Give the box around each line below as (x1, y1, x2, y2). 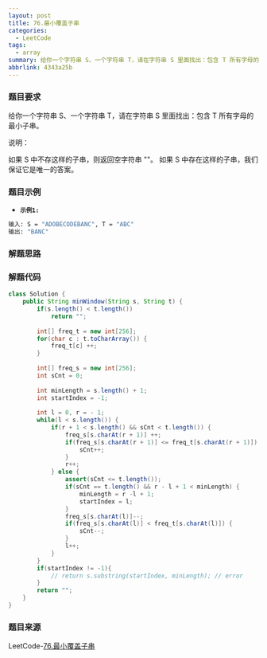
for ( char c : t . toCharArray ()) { (37, 335, 148, 343)
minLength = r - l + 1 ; (79, 490, 155, 498)
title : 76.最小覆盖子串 (8, 19, 79, 27)
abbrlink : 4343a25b (8, 64, 73, 72)
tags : (8, 41, 26, 49)
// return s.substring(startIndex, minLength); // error (50, 571, 244, 580)
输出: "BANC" (8, 228, 49, 236)
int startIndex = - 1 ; (37, 394, 109, 402)
